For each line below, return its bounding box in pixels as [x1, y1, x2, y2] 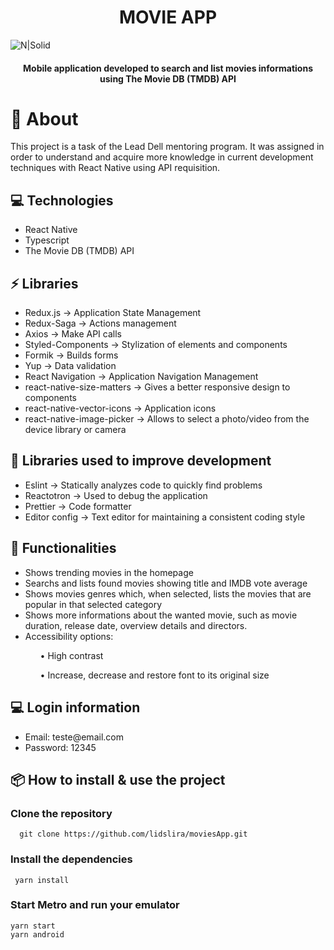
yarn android [10, 929, 65, 940]
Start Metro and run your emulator [10, 898, 180, 912]
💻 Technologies [10, 192, 114, 209]
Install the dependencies [10, 852, 133, 866]
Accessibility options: [24, 630, 114, 642]
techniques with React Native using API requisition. [10, 162, 221, 174]
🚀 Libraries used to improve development [10, 452, 272, 470]
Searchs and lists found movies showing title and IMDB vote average [24, 577, 308, 589]
